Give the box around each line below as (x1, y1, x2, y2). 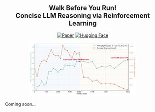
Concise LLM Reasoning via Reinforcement (15, 12, 150, 20)
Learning (68, 19, 97, 28)
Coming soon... (5, 101, 36, 107)
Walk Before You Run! (49, 4, 117, 12)
